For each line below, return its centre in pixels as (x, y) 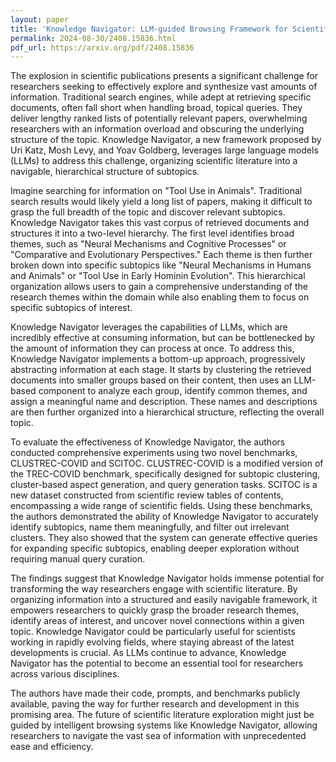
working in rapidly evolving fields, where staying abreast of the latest (152, 642)
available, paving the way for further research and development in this (155, 704)
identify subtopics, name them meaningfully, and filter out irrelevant (150, 527)
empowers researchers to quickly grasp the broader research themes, (155, 610)
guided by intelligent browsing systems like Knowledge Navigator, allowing (164, 725)
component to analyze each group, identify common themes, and (173, 391)
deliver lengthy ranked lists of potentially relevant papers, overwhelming (159, 118)
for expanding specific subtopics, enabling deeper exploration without (155, 548)
